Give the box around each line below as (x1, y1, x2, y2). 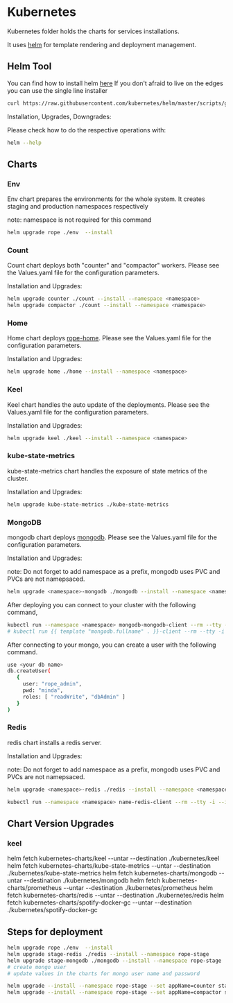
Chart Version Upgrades (7, 817, 114, 829)
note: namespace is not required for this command (7, 216, 152, 224)
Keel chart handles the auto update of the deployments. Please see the (7, 400, 210, 409)
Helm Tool (7, 60, 52, 73)
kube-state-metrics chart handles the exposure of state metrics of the (7, 466, 208, 475)
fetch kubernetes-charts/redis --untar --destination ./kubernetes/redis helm (7, 891, 224, 900)
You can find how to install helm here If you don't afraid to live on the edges (7, 79, 223, 87)
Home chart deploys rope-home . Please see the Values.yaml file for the (7, 334, 212, 342)
